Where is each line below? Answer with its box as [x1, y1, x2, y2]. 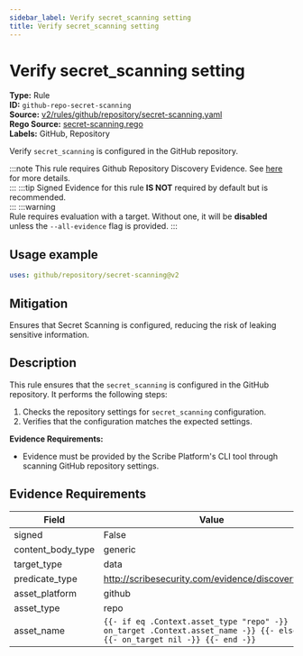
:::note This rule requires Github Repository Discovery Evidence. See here [9, 163, 283, 174]
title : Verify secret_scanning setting [9, 22, 160, 31]
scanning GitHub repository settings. [22, 460, 160, 471]
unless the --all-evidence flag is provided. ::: [9, 221, 178, 232]
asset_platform [14, 587, 78, 599]
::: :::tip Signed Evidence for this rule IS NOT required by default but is [9, 182, 269, 194]
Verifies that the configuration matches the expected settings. [22, 415, 252, 426]
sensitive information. [9, 329, 90, 340]
